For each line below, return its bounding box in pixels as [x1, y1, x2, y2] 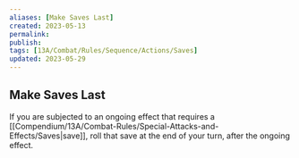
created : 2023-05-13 [9, 21, 87, 30]
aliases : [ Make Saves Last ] [9, 12, 115, 22]
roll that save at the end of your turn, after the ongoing [90, 130, 291, 141]
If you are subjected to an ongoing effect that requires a [9, 111, 215, 121]
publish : [9, 37, 42, 47]
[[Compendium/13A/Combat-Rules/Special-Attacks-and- [9, 121, 219, 131]
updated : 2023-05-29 [9, 54, 87, 63]
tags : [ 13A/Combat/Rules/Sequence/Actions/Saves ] [9, 46, 199, 55]
